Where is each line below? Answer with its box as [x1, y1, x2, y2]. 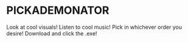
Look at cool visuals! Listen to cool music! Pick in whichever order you [6, 23, 183, 31]
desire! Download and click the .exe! [6, 29, 97, 37]
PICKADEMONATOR [6, 4, 110, 17]
